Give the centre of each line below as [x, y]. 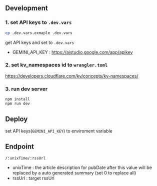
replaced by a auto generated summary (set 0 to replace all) [74, 172]
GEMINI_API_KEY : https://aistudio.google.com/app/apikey [72, 52]
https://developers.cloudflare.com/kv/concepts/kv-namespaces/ [72, 76]
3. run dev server [26, 88]
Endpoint [19, 147]
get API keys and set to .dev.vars [39, 42]
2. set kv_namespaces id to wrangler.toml [56, 65]
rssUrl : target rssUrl [33, 178]
